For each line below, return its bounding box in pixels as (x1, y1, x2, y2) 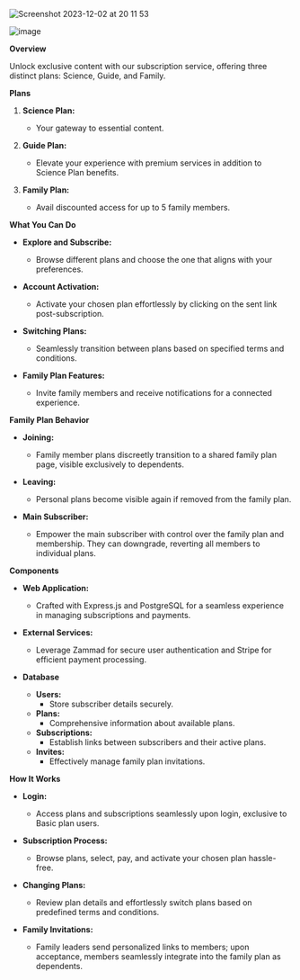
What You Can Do (9, 220, 76, 229)
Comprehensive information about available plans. (49, 718, 235, 728)
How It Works (9, 774, 61, 784)
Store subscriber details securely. (49, 698, 173, 709)
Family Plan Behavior (9, 415, 90, 425)
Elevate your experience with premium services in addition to (35, 157, 262, 168)
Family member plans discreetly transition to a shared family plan (35, 450, 277, 460)
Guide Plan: (22, 140, 67, 150)
